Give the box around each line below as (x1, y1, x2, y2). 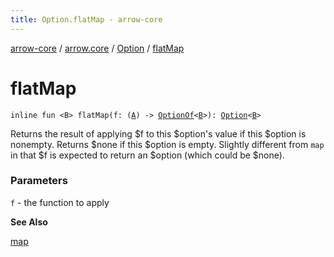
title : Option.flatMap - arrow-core (10, 14, 163, 25)
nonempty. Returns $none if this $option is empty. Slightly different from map (10, 138, 325, 150)
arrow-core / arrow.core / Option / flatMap (10, 42, 185, 54)
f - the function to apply (10, 196, 110, 208)
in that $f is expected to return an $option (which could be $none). (10, 149, 285, 161)
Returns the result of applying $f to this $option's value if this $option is (10, 127, 307, 140)
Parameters (10, 174, 68, 188)
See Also (10, 216, 48, 228)
